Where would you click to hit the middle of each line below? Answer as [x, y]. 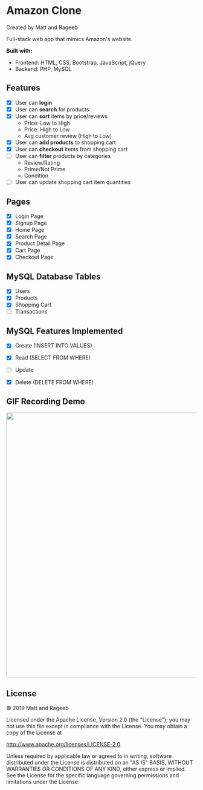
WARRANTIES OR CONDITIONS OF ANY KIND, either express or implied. [96, 769]
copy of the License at [34, 732]
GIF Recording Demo [46, 401]
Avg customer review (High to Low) [68, 136]
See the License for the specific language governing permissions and [93, 775]
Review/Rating [42, 163]
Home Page [30, 230]
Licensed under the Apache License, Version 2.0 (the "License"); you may [98, 720]
